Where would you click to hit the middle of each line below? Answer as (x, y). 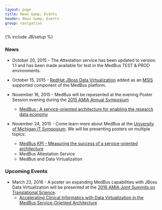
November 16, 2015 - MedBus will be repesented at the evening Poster (82, 94)
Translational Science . (34, 192)
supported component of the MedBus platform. (59, 85)
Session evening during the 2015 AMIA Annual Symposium (70, 100)
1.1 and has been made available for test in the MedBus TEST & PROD (81, 65)
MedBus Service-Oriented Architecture (58, 203)
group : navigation (23, 23)
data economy (34, 114)
